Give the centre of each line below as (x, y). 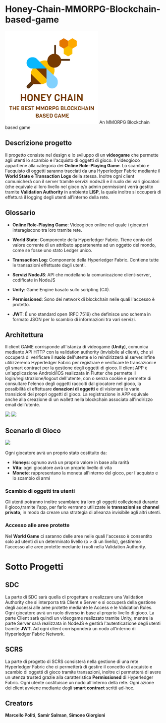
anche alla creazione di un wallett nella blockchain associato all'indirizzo (79, 399)
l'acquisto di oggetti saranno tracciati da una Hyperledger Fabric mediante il (83, 171)
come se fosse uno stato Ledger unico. (52, 250)
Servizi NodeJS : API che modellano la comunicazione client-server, (82, 274)
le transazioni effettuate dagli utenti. (49, 265)
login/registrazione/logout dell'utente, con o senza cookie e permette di (78, 379)
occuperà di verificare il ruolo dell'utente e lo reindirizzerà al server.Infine (80, 357)
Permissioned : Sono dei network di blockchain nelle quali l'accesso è (83, 299)
